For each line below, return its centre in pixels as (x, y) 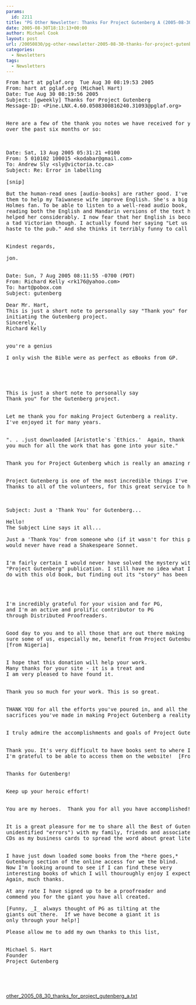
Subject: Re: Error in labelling (54, 170)
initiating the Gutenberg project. (57, 317)
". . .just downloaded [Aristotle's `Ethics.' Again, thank (95, 440)
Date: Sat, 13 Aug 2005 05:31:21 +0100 (63, 153)
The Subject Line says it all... (54, 528)
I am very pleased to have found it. (60, 674)
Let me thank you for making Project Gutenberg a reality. (92, 416)
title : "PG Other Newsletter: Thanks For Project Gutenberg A (83, 22)
